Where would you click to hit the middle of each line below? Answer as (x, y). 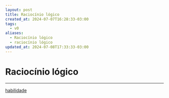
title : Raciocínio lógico (32, 14)
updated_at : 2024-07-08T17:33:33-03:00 (47, 47)
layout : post (19, 10)
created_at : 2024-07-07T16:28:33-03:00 (47, 19)
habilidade (16, 90)
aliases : (14, 33)
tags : (11, 24)
